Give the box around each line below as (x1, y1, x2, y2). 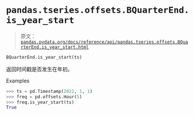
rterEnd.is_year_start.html (20, 44, 89, 50)
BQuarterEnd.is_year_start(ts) (6, 54, 82, 60)
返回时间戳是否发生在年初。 (6, 66, 73, 73)
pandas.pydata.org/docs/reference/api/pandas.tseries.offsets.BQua (20, 39, 188, 45)
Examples (6, 77, 30, 84)
